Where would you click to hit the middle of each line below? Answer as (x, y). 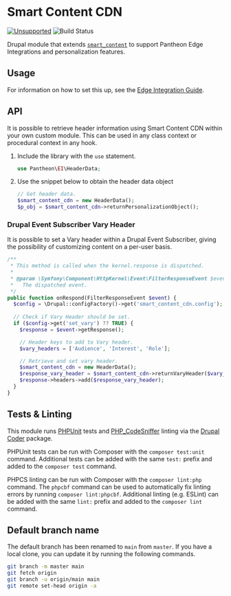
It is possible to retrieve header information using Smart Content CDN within (115, 128)
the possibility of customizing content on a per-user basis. (90, 247)
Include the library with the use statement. (76, 156)
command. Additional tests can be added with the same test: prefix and (110, 459)
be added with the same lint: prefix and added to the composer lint (105, 501)
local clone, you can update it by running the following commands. (101, 554)
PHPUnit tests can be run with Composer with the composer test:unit (106, 452)
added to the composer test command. (62, 466)
